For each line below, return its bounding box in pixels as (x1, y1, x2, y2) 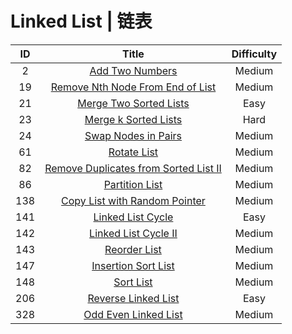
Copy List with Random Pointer (61, 193, 206, 207)
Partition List (103, 177, 163, 191)
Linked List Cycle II (89, 226, 178, 240)
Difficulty (231, 47, 278, 61)
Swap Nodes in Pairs (84, 128, 183, 142)
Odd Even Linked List (83, 307, 183, 321)
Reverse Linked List (87, 291, 180, 305)
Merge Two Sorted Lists (77, 96, 190, 110)
